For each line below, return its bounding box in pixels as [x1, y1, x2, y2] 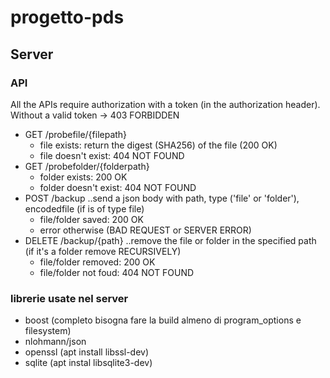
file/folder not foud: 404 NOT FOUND [39, 266, 195, 278]
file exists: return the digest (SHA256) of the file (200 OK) [39, 139, 278, 151]
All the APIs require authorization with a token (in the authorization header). [10, 98, 321, 110]
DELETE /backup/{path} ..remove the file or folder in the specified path [24, 234, 317, 246]
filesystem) [24, 325, 72, 337]
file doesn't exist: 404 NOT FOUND [39, 149, 185, 161]
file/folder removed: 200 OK [39, 256, 156, 268]
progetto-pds [10, 6, 125, 29]
